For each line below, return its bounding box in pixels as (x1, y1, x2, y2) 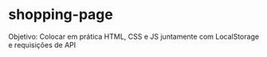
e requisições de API (8, 40, 77, 49)
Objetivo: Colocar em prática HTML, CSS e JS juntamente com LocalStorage (8, 32, 260, 41)
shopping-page (8, 6, 113, 24)
